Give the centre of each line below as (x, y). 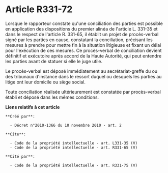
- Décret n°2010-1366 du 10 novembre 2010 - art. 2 (66, 125)
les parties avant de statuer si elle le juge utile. (54, 61)
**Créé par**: (20, 116)
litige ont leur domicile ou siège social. (45, 82)
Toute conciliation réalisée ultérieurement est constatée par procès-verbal (83, 92)
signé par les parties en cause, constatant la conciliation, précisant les (79, 40)
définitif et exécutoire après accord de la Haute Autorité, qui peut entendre (83, 56)
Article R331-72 (39, 9)
